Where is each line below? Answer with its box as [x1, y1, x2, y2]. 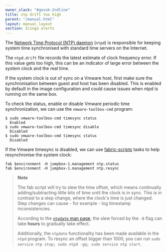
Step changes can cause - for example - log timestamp [17, 200, 131, 206]
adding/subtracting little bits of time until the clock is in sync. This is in [17, 190, 162, 196]
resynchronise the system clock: [5, 152, 72, 158]
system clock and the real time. [5, 66, 70, 72]
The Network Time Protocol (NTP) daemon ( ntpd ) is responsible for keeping [5, 40, 161, 46]
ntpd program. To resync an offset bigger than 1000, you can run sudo [17, 236, 161, 242]
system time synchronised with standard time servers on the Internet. [5, 45, 148, 51]
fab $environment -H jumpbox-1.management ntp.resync [5, 166, 120, 171]
